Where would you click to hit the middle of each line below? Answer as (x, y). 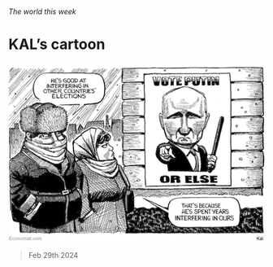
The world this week (42, 11)
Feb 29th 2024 (53, 256)
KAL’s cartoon (57, 44)
